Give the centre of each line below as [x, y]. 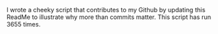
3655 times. [24, 24]
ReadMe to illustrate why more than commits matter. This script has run [109, 17]
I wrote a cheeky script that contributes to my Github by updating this [106, 10]
